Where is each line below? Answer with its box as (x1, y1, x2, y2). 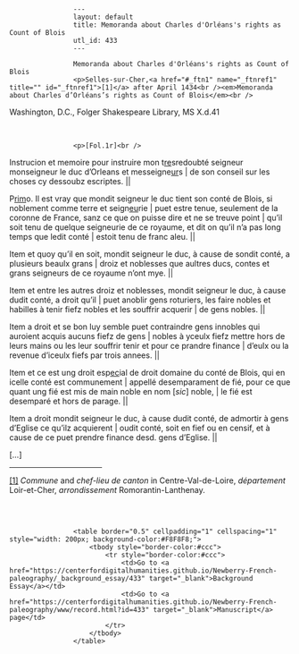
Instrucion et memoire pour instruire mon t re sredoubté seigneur (9, 157, 244, 167)
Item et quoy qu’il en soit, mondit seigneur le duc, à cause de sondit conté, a (9, 249, 290, 259)
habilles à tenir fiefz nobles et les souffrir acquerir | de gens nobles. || (9, 304, 266, 314)
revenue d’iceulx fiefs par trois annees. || (9, 350, 161, 361)
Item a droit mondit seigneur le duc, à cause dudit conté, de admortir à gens (9, 413, 289, 423)
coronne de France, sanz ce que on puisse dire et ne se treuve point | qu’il (9, 212, 283, 223)
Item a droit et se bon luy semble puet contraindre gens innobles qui (9, 321, 261, 332)
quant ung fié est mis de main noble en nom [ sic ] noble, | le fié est (9, 386, 253, 396)
